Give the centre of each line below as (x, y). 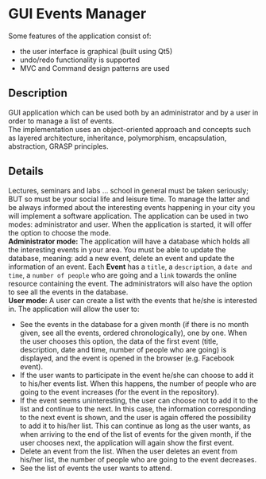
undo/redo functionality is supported (80, 60)
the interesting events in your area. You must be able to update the (117, 249)
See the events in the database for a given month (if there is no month (134, 324)
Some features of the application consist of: (80, 36)
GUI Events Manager (77, 14)
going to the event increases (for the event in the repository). (120, 391)
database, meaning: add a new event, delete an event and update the (121, 258)
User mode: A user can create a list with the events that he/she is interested (133, 300)
